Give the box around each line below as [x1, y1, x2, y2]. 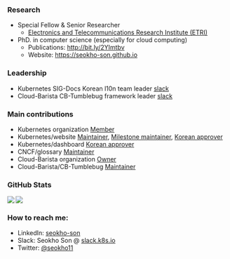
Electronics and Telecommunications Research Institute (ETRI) [27, 28, 208, 36]
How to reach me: [7, 213, 69, 223]
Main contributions [7, 109, 74, 119]
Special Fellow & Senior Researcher [17, 21, 121, 29]
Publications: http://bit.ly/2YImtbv [27, 44, 125, 52]
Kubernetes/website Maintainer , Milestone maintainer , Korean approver [17, 132, 223, 141]
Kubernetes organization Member [17, 125, 115, 133]
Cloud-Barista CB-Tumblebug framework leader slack [17, 91, 173, 100]
